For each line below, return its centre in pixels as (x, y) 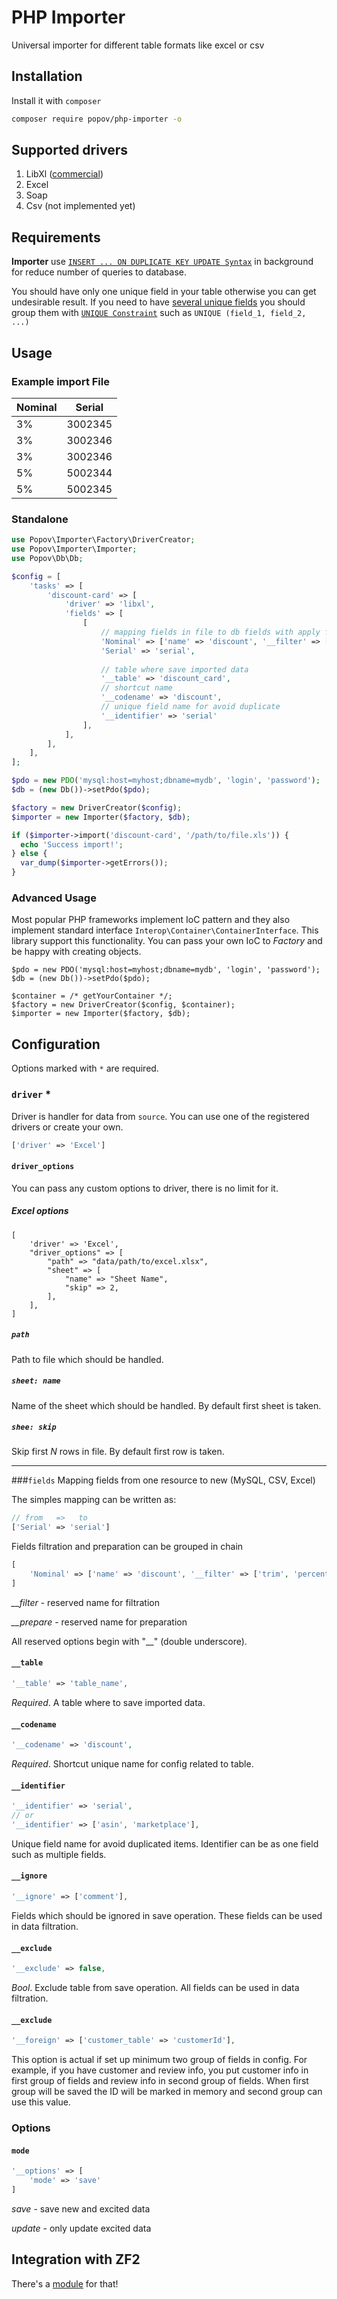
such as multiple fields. (59, 1854)
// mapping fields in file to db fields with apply (210, 632)
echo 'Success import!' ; (72, 844)
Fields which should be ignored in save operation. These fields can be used (167, 1915)
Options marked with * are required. (85, 1068)
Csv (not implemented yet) (80, 206)
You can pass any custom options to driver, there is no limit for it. (145, 1188)
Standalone (40, 519)
